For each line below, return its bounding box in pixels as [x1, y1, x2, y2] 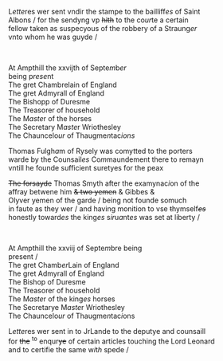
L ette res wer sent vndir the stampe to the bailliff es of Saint [8, 7, 201, 16]
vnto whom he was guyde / [8, 32, 98, 41]
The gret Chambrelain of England [8, 80, 117, 89]
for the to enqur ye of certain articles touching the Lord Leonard [8, 335, 215, 346]
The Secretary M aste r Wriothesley [8, 123, 121, 131]
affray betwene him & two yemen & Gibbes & [8, 187, 155, 196]
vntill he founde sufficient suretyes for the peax [8, 163, 164, 172]
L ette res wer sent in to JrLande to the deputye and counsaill [8, 327, 205, 335]
